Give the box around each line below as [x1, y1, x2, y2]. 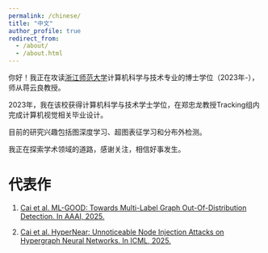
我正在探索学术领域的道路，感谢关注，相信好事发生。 [8, 145, 186, 154]
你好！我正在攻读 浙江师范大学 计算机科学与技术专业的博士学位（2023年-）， [8, 73, 259, 82]
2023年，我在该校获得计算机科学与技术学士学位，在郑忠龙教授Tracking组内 [8, 100, 260, 109]
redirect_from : [8, 34, 60, 43]
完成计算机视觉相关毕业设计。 [8, 110, 107, 120]
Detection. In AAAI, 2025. [19, 211, 105, 221]
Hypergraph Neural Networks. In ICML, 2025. [19, 235, 171, 245]
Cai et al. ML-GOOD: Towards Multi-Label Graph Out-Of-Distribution [19, 203, 247, 213]
